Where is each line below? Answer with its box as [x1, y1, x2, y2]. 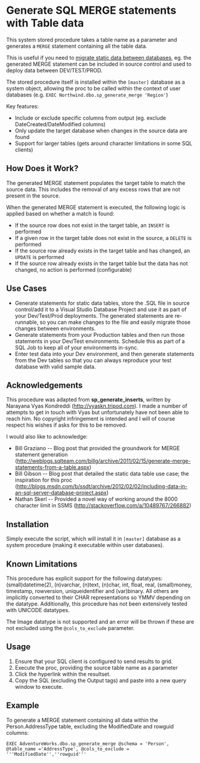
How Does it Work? [6, 163, 79, 174]
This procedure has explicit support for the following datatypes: [6, 575, 163, 582]
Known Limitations [6, 559, 78, 569]
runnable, [14, 318, 39, 326]
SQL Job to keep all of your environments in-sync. [14, 343, 139, 351]
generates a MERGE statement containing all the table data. [6, 42, 147, 50]
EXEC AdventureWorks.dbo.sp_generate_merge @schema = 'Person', [6, 740, 170, 747]
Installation [6, 519, 49, 530]
